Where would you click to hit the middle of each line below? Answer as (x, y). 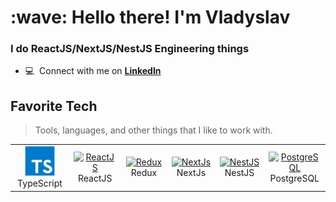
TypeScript (40, 183)
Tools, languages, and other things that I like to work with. (153, 130)
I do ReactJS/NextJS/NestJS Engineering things (130, 49)
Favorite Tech (54, 106)
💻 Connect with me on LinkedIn (93, 71)
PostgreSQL (294, 178)
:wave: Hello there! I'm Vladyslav (150, 17)
